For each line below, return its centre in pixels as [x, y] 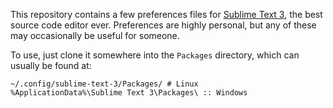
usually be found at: [51, 65]
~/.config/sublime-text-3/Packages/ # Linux [104, 84]
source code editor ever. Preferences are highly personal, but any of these [163, 25]
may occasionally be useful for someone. [95, 35]
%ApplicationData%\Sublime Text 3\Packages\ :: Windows [129, 93]
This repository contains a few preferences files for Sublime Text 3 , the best [166, 14]
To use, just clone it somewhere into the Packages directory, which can [155, 55]
